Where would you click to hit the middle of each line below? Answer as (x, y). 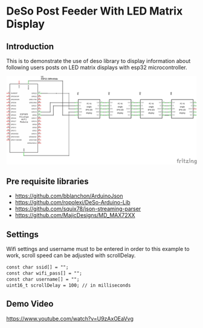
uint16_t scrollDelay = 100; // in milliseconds (69, 285)
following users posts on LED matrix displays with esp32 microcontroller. (97, 67)
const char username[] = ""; (43, 279)
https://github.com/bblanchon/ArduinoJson (69, 196)
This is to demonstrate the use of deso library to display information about (98, 61)
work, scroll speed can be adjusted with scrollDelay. (71, 255)
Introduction (30, 46)
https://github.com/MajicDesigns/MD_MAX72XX (75, 215)
